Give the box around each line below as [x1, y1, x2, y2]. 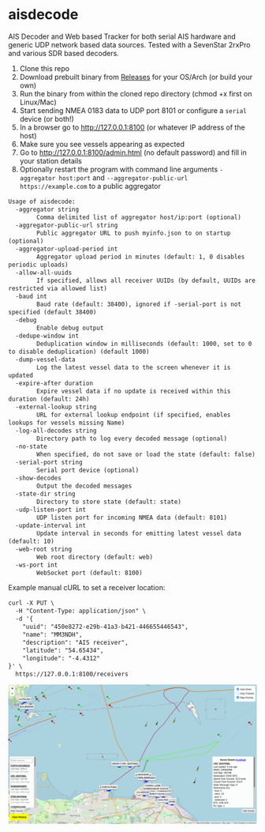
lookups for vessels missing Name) [8, 419, 125, 427]
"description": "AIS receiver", [22, 638, 129, 646]
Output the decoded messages [36, 482, 132, 490]
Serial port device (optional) [36, 466, 140, 474]
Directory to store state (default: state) [36, 498, 181, 506]
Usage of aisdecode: [8, 198, 77, 205]
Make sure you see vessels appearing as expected [19, 139, 185, 149]
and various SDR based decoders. [8, 48, 120, 58]
